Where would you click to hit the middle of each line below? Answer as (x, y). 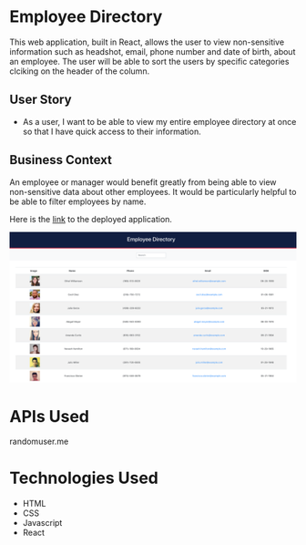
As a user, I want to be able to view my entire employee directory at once (159, 121)
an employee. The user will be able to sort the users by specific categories (149, 61)
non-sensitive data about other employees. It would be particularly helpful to (153, 191)
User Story (41, 100)
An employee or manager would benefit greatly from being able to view (143, 182)
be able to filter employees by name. (78, 201)
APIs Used (49, 416)
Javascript (42, 523)
